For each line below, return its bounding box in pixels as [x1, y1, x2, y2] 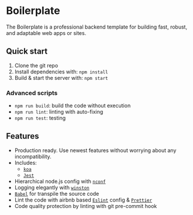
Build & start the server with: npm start [14, 74, 108, 81]
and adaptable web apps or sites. [6, 29, 87, 36]
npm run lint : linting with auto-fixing [14, 108, 104, 115]
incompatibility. [14, 153, 51, 160]
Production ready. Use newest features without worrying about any [14, 147, 177, 154]
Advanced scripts [6, 89, 58, 97]
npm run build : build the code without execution [14, 102, 131, 109]
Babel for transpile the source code [14, 190, 99, 197]
